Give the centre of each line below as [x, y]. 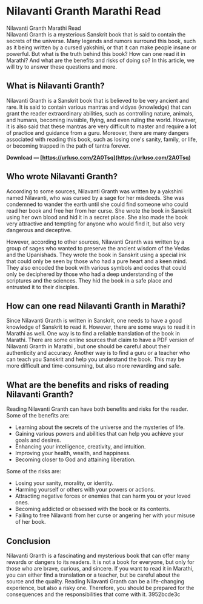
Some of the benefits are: [38, 416]
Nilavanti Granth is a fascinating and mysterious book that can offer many [98, 555]
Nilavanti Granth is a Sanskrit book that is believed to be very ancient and [98, 100]
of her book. [31, 522]
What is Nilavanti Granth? [55, 86]
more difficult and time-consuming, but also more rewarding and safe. [94, 366]
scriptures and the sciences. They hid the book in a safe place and [89, 280]
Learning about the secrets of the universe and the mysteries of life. [100, 427]
